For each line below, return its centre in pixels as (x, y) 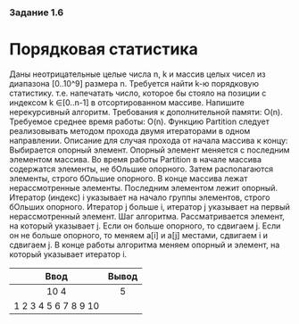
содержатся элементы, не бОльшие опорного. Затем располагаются (141, 169)
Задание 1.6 (37, 12)
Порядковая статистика (104, 50)
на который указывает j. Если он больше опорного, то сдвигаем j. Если (145, 226)
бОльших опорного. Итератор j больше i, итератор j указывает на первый (149, 206)
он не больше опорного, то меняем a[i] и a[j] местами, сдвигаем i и (138, 235)
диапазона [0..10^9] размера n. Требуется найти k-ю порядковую (134, 83)
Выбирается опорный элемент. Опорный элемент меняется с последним (149, 150)
